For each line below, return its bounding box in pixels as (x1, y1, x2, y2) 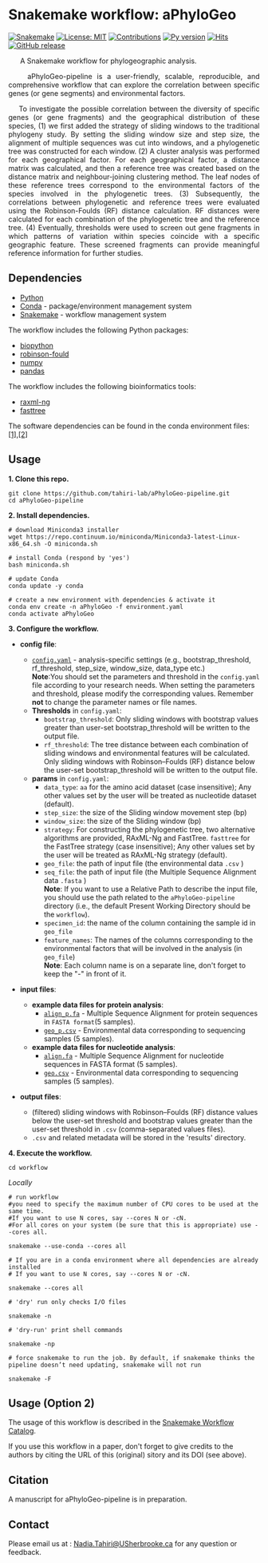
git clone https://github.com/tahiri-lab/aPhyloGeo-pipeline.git (8, 489, 230, 497)
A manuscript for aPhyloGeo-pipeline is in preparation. (8, 1494, 187, 1504)
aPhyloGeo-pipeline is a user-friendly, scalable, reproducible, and (27, 71, 260, 81)
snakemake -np (8, 1340, 56, 1348)
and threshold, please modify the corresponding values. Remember (31, 689, 254, 698)
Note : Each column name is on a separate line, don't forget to (43, 960, 246, 970)
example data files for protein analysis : (31, 1000, 164, 1009)
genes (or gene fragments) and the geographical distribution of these (8, 112, 260, 121)
